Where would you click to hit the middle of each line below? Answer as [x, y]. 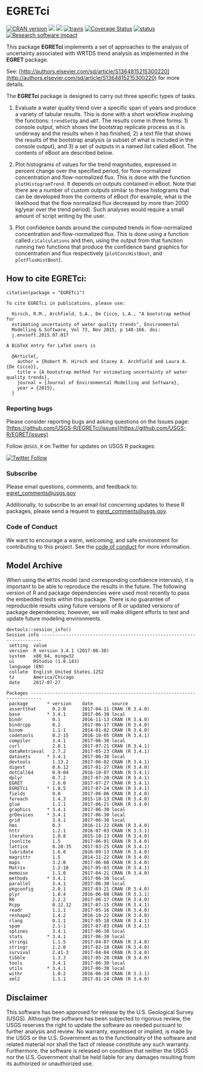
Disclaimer [27, 997]
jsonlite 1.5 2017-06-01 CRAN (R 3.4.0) [79, 842]
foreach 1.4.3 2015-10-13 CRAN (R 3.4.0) [79, 799]
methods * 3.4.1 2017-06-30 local [67, 878]
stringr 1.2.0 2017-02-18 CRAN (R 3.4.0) [79, 947]
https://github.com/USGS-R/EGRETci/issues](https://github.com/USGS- [97, 428]
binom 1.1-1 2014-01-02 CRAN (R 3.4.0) [79, 730]
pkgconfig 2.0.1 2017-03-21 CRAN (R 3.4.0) [79, 889]
